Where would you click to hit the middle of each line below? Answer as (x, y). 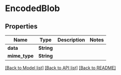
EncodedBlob (33, 8)
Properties (21, 26)
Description (71, 40)
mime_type (21, 56)
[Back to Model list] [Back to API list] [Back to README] (60, 68)
